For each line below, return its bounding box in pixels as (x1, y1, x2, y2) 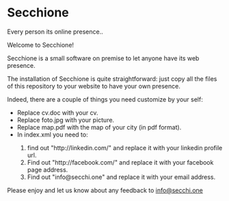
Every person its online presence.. (7, 27, 104, 36)
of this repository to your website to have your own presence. (7, 82, 181, 90)
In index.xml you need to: (16, 130, 88, 139)
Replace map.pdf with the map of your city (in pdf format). (16, 123, 182, 131)
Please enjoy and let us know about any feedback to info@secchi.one (7, 186, 203, 194)
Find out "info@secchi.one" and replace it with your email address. (27, 173, 216, 181)
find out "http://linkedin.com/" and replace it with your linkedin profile (27, 143, 223, 152)
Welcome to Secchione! (7, 40, 74, 49)
